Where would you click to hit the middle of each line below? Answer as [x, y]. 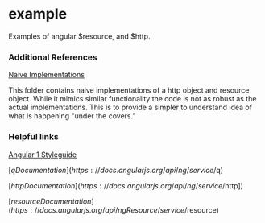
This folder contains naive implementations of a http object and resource [129, 90]
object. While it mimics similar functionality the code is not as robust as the [132, 99]
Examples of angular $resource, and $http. [79, 36]
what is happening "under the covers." [72, 116]
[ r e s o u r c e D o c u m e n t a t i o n [50, 201]
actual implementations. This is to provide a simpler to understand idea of [130, 107]
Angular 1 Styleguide [43, 155]
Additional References [53, 57]
